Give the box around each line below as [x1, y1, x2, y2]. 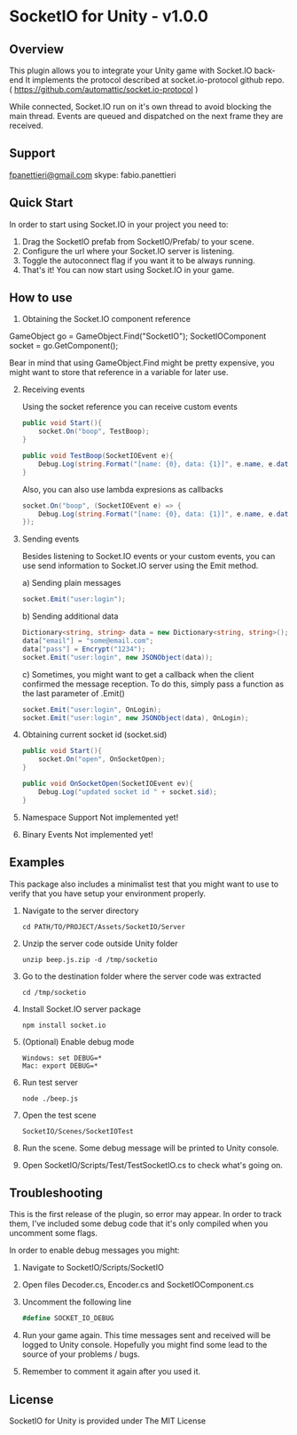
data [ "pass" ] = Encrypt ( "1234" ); [21, 645, 146, 653]
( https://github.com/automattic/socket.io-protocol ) [9, 84, 199, 94]
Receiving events [21, 384, 86, 395]
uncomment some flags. [9, 1228, 98, 1239]
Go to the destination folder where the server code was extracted [21, 971, 262, 982]
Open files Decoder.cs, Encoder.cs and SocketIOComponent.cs [21, 1279, 254, 1290]
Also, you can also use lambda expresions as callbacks [21, 484, 223, 494]
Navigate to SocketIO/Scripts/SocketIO [21, 1263, 164, 1273]
